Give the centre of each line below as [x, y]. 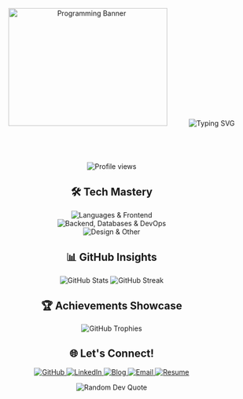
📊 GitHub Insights [112, 257]
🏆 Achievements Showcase [112, 306]
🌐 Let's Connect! [112, 353]
